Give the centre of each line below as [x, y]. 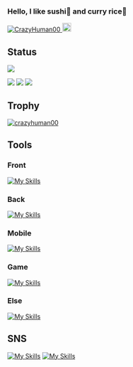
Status [22, 52]
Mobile [19, 233]
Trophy [24, 106]
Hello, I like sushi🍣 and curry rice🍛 [67, 11]
